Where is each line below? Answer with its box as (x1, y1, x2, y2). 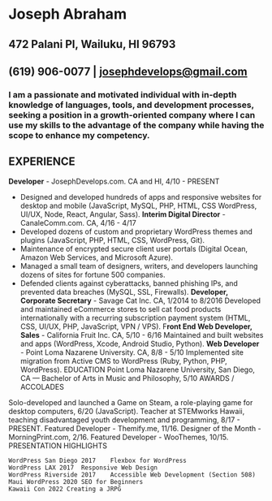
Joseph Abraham (8, 5, 127, 24)
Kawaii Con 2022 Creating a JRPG (8, 485, 122, 493)
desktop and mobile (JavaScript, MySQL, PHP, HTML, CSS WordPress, (19, 201, 257, 210)
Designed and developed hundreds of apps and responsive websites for (19, 192, 262, 201)
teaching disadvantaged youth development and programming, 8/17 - (8, 415, 241, 425)
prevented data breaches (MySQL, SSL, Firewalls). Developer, (19, 287, 229, 296)
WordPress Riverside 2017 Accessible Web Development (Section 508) (8, 470, 256, 479)
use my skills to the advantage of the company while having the (8, 119, 265, 131)
